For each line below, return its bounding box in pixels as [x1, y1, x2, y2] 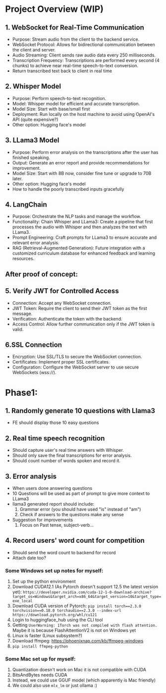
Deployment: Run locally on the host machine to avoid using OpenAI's [12, 111, 155, 117]
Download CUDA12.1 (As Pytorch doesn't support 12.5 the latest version [12, 584, 159, 590]
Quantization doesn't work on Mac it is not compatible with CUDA [12, 667, 146, 673]
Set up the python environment [12, 579, 76, 585]
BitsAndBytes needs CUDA [12, 672, 68, 678]
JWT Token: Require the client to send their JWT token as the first [12, 305, 147, 311]
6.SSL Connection [5, 341, 62, 349]
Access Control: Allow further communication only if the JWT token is [12, 321, 155, 327]
